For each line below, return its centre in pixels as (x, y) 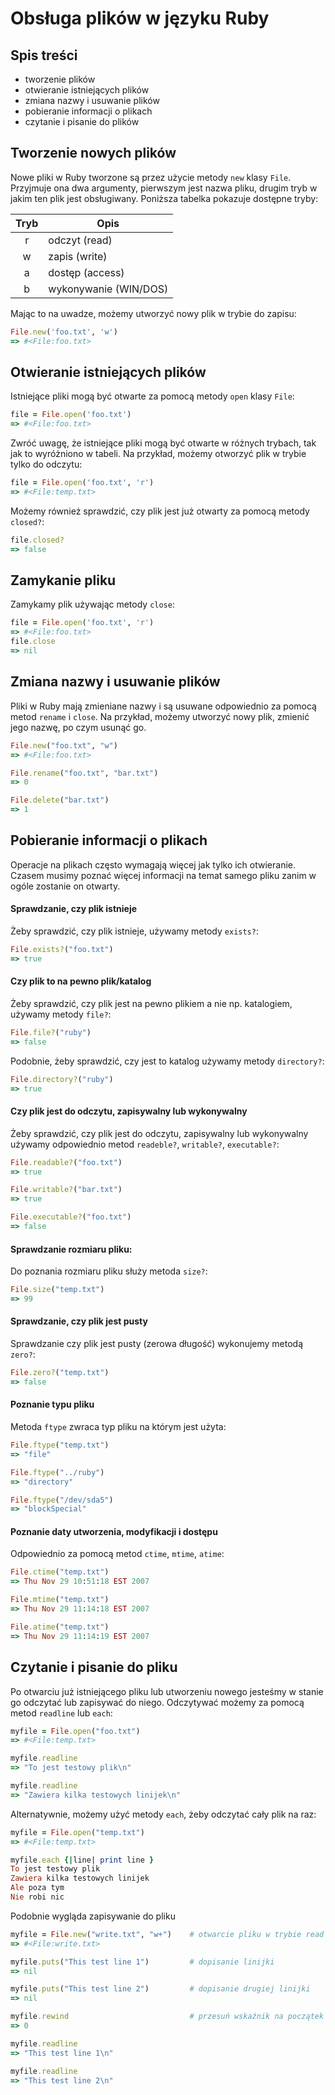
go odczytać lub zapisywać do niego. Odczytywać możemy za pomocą (157, 1702)
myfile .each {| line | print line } (82, 1860)
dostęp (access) (86, 272)
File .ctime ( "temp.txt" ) (60, 1572)
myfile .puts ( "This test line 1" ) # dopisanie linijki (142, 1962)
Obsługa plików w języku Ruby (140, 18)
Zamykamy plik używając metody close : (92, 604)
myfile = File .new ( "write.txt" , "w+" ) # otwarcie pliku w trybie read (167, 1934)
